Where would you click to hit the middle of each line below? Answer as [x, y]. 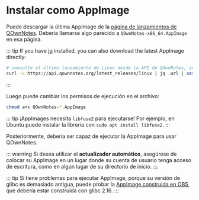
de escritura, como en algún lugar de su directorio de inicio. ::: [82, 166]
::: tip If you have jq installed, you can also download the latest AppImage [95, 50]
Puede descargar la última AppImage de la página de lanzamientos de [92, 27]
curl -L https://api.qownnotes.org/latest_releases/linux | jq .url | [95, 73]
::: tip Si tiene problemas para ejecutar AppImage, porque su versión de [93, 178]
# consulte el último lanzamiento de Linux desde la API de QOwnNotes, [96, 68]
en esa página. [24, 39]
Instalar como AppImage [68, 10]
